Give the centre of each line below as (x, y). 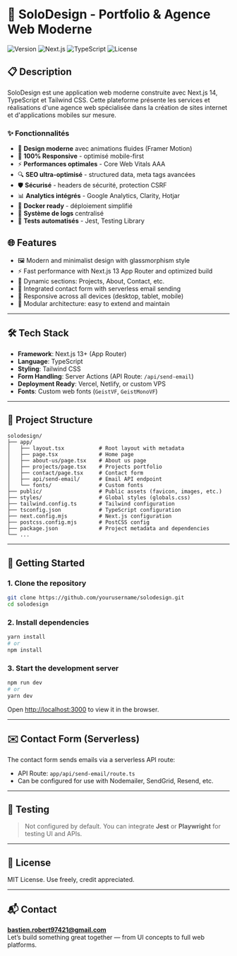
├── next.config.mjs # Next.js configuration (90, 516)
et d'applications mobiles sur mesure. (62, 115)
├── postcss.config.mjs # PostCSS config (79, 522)
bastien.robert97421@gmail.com (57, 930)
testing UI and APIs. (53, 834)
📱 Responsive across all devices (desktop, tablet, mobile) (101, 296)
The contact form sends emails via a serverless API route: (91, 759)
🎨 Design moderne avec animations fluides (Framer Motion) (105, 149)
